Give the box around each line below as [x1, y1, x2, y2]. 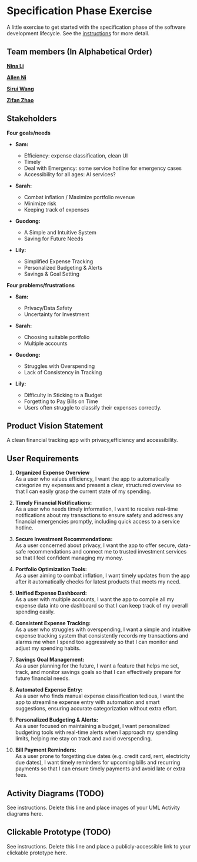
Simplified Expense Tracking [24, 257, 94, 265]
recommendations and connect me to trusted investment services [26, 548, 187, 555]
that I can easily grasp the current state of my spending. [15, 488, 152, 495]
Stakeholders [6, 113, 57, 124]
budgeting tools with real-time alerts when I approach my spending [15, 729, 178, 736]
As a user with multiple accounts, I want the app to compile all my [15, 596, 175, 603]
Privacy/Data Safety [24, 304, 72, 311]
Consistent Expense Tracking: [15, 620, 91, 627]
